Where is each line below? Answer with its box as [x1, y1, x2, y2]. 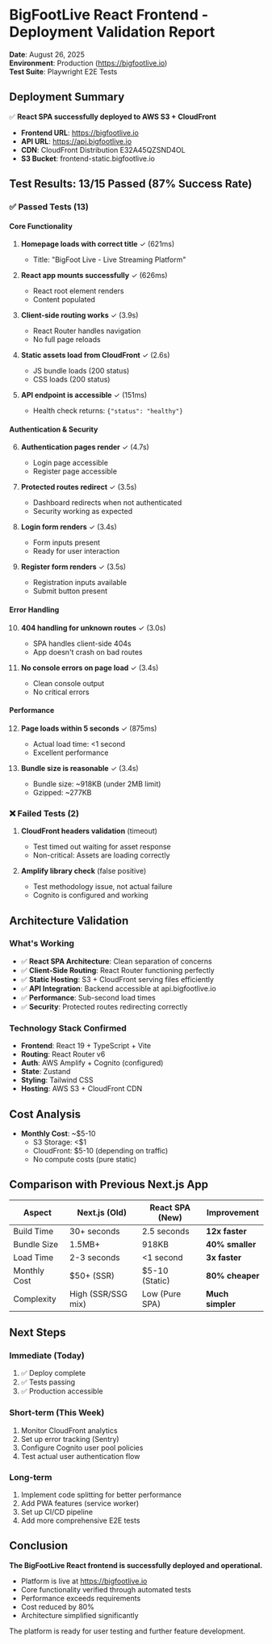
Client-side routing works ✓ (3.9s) [20, 310, 139, 320]
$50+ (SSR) [69, 1270, 115, 1281]
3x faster [206, 1251, 242, 1263]
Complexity [13, 1293, 57, 1305]
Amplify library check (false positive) [20, 866, 147, 876]
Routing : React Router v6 [20, 1049, 106, 1060]
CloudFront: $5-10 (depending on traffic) [32, 1145, 169, 1155]
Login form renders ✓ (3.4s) [20, 522, 118, 532]
